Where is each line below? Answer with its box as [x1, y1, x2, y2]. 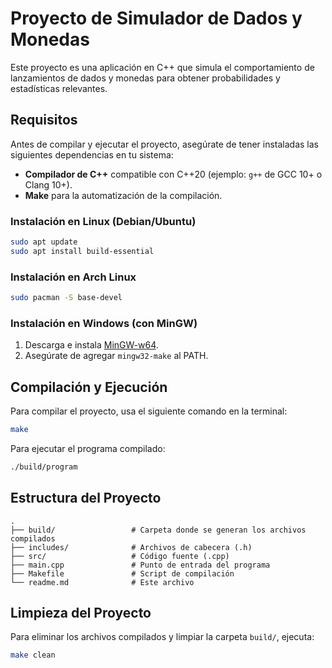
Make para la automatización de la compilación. [24, 189, 223, 201]
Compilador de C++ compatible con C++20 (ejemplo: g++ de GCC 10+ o [24, 168, 323, 180]
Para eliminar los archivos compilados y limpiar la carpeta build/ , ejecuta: [10, 631, 315, 643]
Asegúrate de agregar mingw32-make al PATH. [24, 350, 209, 362]
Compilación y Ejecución [10, 378, 168, 396]
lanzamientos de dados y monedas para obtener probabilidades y [10, 72, 281, 84]
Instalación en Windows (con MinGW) [10, 316, 198, 330]
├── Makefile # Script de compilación [10, 568, 235, 579]
